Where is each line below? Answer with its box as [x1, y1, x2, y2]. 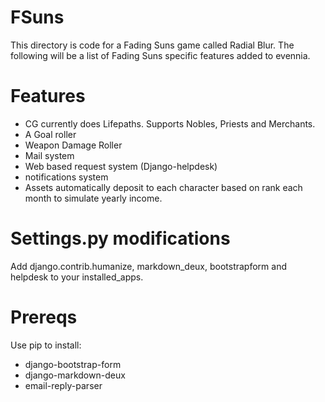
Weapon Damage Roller [24, 139, 123, 151]
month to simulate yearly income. [24, 192, 163, 204]
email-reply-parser [24, 379, 103, 391]
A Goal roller [24, 128, 77, 140]
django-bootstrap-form [24, 358, 122, 370]
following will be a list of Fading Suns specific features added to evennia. [10, 49, 311, 61]
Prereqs [10, 306, 78, 328]
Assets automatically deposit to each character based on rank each [24, 181, 303, 193]
